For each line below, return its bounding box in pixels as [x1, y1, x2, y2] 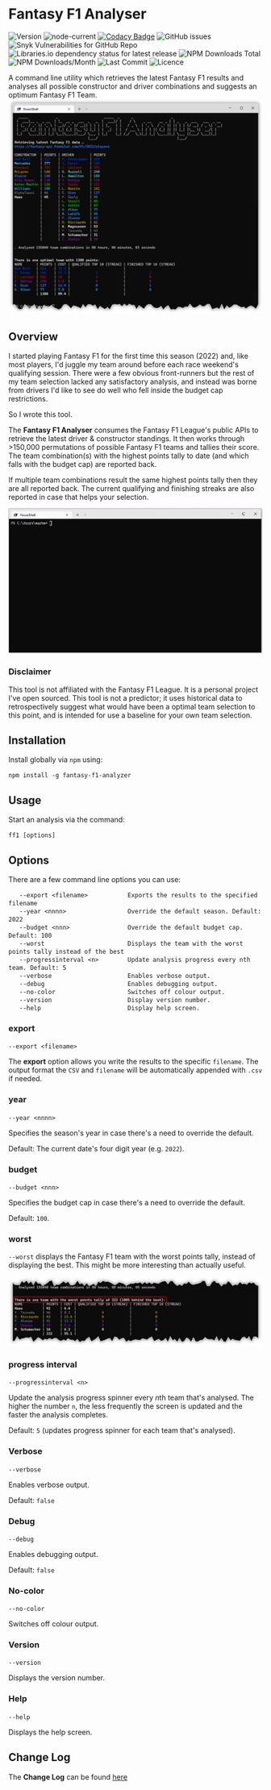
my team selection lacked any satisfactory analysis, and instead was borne [8, 377, 257, 386]
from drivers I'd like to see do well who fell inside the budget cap [8, 385, 223, 395]
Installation [8, 733, 66, 747]
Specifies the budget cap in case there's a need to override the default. [8, 1197, 246, 1207]
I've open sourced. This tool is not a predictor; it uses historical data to [8, 693, 243, 702]
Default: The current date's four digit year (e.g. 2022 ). [8, 1143, 185, 1153]
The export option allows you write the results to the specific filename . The [8, 1057, 259, 1067]
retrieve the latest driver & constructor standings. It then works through [8, 433, 244, 443]
